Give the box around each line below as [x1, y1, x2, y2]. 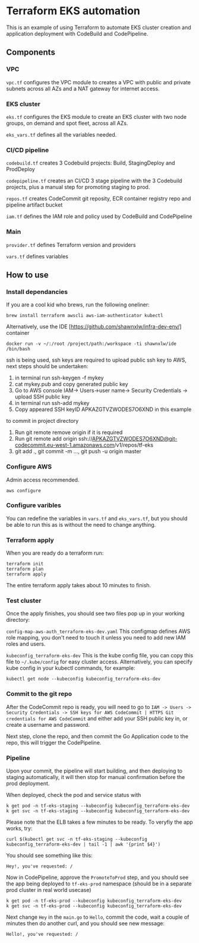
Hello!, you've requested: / [6, 931, 78, 937]
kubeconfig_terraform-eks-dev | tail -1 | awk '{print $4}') [6, 841, 161, 847]
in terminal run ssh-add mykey [14, 400, 90, 407]
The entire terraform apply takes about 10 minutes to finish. [6, 582, 151, 589]
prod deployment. [6, 780, 50, 787]
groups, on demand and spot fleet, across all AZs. [6, 119, 128, 126]
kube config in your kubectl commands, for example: [6, 664, 135, 672]
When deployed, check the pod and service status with [6, 791, 141, 798]
